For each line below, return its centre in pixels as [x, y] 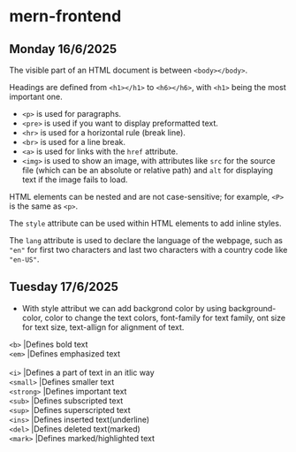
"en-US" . [24, 259]
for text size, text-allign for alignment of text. [103, 327]
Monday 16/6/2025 [63, 49]
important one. [36, 96]
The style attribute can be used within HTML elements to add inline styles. [145, 223]
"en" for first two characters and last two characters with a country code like [148, 250]
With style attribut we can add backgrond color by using [124, 308]
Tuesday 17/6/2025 [64, 287]
